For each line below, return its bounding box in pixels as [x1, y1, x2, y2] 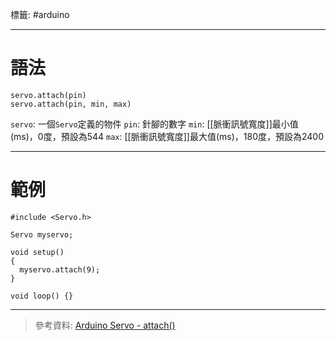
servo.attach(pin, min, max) [10, 99, 132, 109]
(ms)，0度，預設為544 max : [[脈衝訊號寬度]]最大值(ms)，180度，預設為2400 [10, 130, 324, 142]
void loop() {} [10, 291, 74, 301]
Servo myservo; [10, 229, 74, 240]
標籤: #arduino [10, 9, 70, 20]
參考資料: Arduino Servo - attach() [34, 319, 176, 331]
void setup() [10, 247, 65, 257]
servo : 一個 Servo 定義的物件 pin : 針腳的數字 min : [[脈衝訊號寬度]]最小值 [10, 118, 299, 130]
